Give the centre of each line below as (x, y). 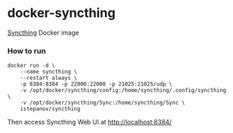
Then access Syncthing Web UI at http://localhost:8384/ (90, 122)
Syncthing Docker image (43, 33)
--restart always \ (49, 78)
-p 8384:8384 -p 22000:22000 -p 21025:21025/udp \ (96, 84)
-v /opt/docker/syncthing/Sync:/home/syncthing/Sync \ (103, 103)
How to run (27, 51)
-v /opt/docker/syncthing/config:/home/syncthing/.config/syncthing (123, 91)
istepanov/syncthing (50, 109)
